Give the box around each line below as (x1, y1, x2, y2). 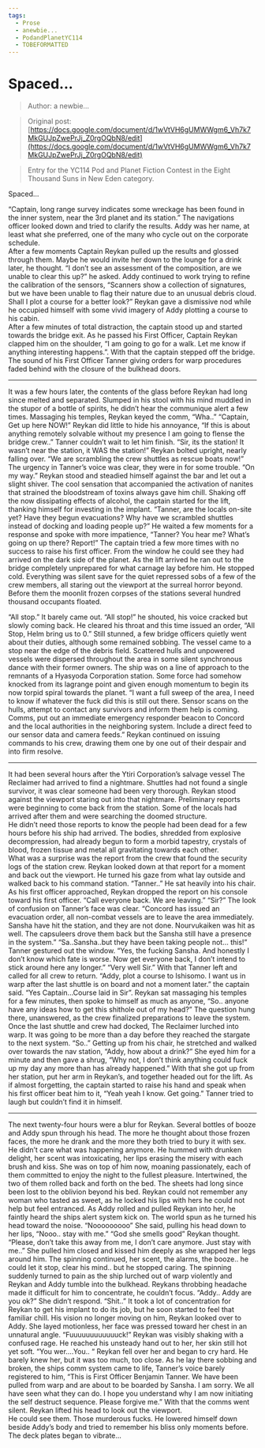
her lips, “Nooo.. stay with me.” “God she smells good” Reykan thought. (8, 1229, 241, 1238)
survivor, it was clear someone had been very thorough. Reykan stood (8, 786, 237, 796)
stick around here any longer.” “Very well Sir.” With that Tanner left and (8, 962, 238, 973)
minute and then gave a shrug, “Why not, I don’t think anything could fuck (8, 1055, 248, 1064)
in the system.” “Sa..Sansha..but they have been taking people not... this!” (8, 938, 248, 947)
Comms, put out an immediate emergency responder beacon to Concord (8, 713, 244, 723)
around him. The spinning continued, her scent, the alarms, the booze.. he (8, 1254, 249, 1264)
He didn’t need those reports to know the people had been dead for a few (8, 820, 248, 830)
